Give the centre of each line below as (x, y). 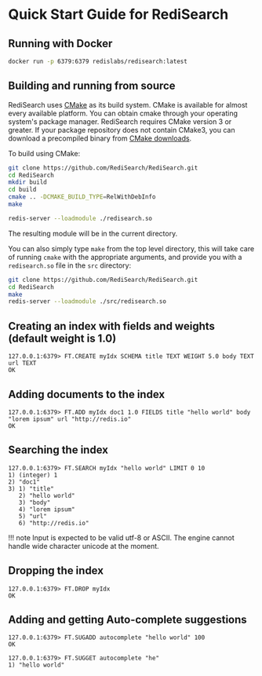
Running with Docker (60, 44)
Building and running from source (92, 86)
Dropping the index (56, 571)
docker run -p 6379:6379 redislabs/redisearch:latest (98, 61)
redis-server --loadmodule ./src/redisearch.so (87, 301)
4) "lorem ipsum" (47, 509)
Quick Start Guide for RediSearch (118, 15)
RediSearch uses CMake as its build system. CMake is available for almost (128, 104)
